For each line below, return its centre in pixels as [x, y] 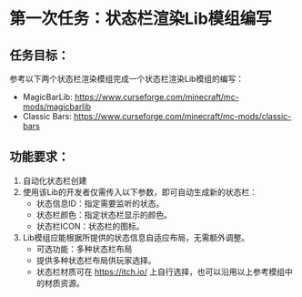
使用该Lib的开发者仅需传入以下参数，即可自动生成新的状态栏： [140, 191]
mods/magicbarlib [56, 107]
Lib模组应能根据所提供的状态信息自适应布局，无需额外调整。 [136, 237]
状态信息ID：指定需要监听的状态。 [100, 203]
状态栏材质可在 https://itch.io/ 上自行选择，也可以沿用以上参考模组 [160, 271]
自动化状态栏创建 [55, 180]
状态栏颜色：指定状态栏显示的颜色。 [104, 214]
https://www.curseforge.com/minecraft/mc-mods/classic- [183, 116]
